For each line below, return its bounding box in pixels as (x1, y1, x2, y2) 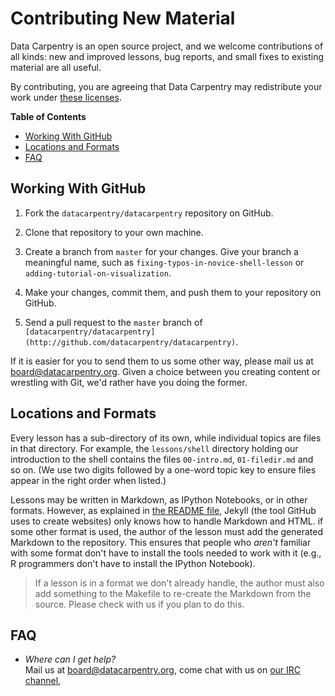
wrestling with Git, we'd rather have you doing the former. (10, 376, 248, 388)
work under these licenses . (10, 91, 122, 103)
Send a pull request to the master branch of (24, 316, 203, 328)
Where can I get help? (24, 653, 117, 666)
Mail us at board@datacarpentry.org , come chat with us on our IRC (24, 664, 302, 676)
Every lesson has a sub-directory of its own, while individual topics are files (10, 432, 322, 444)
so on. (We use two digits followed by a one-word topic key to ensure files (10, 463, 317, 476)
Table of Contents (10, 110, 87, 122)
